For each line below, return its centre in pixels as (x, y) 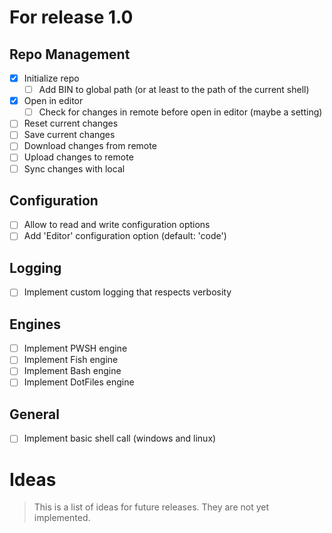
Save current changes (69, 135)
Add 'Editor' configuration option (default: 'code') (125, 236)
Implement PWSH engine (75, 348)
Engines (35, 324)
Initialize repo (51, 78)
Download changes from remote (90, 146)
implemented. (62, 518)
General (35, 414)
